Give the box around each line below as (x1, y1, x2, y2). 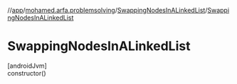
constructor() (7, 68, 46, 77)
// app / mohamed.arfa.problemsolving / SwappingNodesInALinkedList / (7, 6, 208, 14)
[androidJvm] (7, 61, 48, 70)
